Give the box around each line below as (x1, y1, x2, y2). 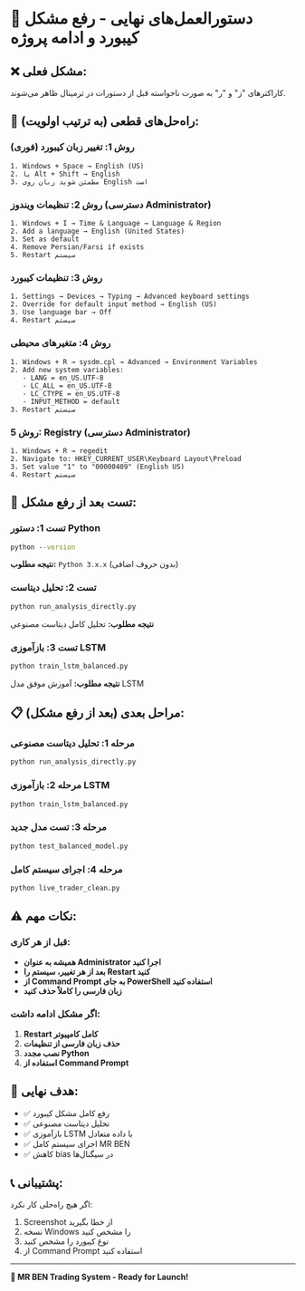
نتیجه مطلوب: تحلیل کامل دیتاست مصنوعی (10, 618, 155, 629)
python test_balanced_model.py (10, 842, 129, 851)
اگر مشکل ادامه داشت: (10, 1007, 100, 1020)
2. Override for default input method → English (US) (10, 300, 218, 309)
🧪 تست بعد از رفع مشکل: (10, 495, 137, 510)
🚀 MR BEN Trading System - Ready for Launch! (10, 1272, 189, 1283)
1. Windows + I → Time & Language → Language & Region (10, 218, 222, 227)
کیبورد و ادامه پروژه (10, 27, 139, 48)
